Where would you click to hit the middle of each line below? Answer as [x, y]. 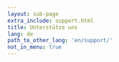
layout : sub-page [33, 14]
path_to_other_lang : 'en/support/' [60, 41]
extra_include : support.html [51, 21]
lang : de [20, 34]
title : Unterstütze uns [43, 27]
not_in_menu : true [35, 47]
